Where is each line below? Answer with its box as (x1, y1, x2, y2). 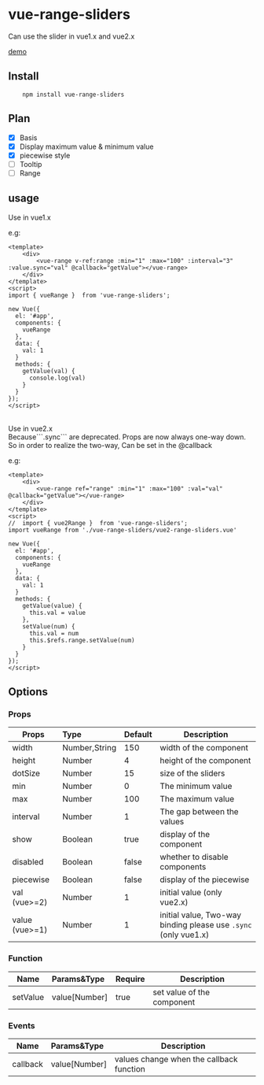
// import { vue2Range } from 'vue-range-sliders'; (8, 519, 189, 527)
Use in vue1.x (8, 213, 51, 222)
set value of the (152, 987, 211, 998)
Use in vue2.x (8, 424, 53, 433)
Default (123, 729, 152, 740)
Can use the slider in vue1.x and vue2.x (8, 31, 135, 41)
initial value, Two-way (159, 909, 242, 920)
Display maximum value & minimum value (19, 142, 154, 151)
